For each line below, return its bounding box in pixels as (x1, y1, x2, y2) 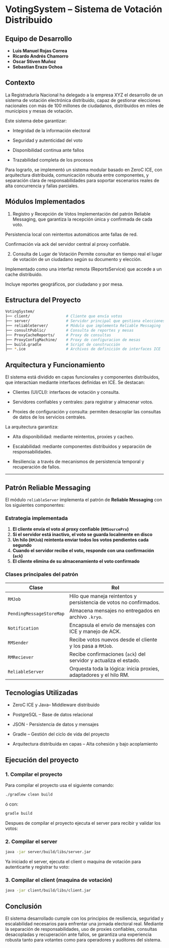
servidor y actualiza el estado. (69, 657, 140, 664)
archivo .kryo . (69, 613, 103, 620)
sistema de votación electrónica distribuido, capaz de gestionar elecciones (5, 97, 161, 103)
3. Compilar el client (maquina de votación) (5, 876, 113, 883)
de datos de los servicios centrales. (12, 414, 87, 420)
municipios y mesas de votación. (5, 108, 73, 114)
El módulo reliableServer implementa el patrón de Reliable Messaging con (5, 496, 162, 503)
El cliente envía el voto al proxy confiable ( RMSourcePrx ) (12, 526, 129, 532)
